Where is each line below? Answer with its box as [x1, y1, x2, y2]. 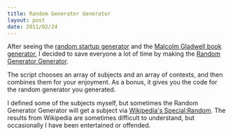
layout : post [7, 17, 45, 24]
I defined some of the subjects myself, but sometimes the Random [7, 99, 198, 107]
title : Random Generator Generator [7, 10, 111, 17]
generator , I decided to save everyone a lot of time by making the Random [7, 50, 220, 58]
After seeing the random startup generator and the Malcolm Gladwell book [7, 43, 222, 51]
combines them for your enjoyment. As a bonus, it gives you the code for [7, 78, 218, 86]
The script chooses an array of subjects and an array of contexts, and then [7, 70, 223, 79]
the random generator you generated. [7, 85, 116, 94]
